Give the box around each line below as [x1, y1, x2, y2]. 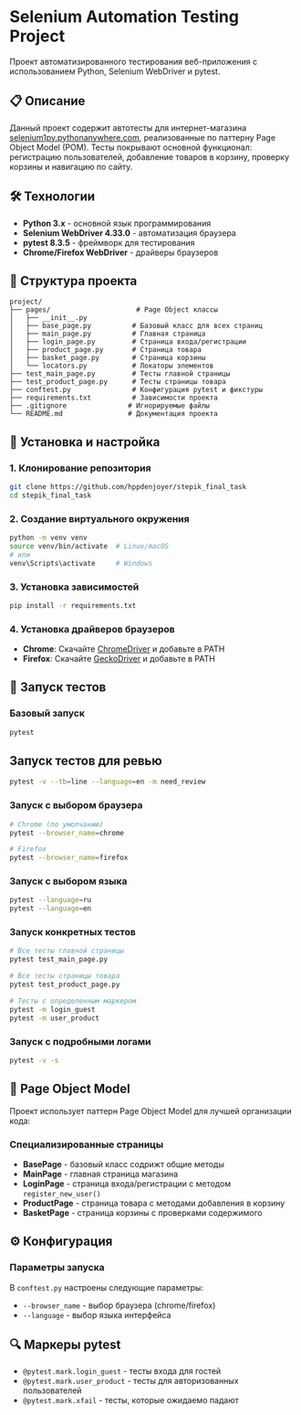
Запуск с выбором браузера [9, 799, 143, 812]
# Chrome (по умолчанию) [9, 820, 104, 829]
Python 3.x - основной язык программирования [22, 218, 212, 229]
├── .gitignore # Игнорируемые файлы [9, 401, 210, 410]
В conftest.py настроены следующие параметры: [9, 1282, 203, 1293]
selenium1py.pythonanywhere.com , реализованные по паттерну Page [9, 132, 276, 143]
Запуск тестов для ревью [9, 753, 162, 769]
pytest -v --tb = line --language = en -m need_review [9, 777, 206, 787]
